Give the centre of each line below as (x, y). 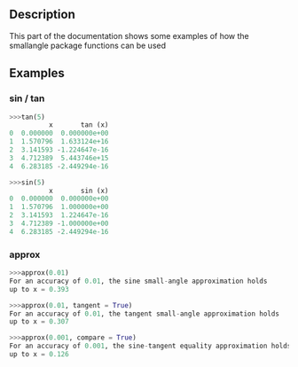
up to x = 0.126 (39, 355)
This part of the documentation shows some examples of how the (129, 35)
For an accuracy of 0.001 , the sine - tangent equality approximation (138, 346)
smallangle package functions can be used (88, 45)
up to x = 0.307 (39, 322)
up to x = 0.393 (39, 289)
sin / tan (27, 98)
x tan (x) (78, 125)
